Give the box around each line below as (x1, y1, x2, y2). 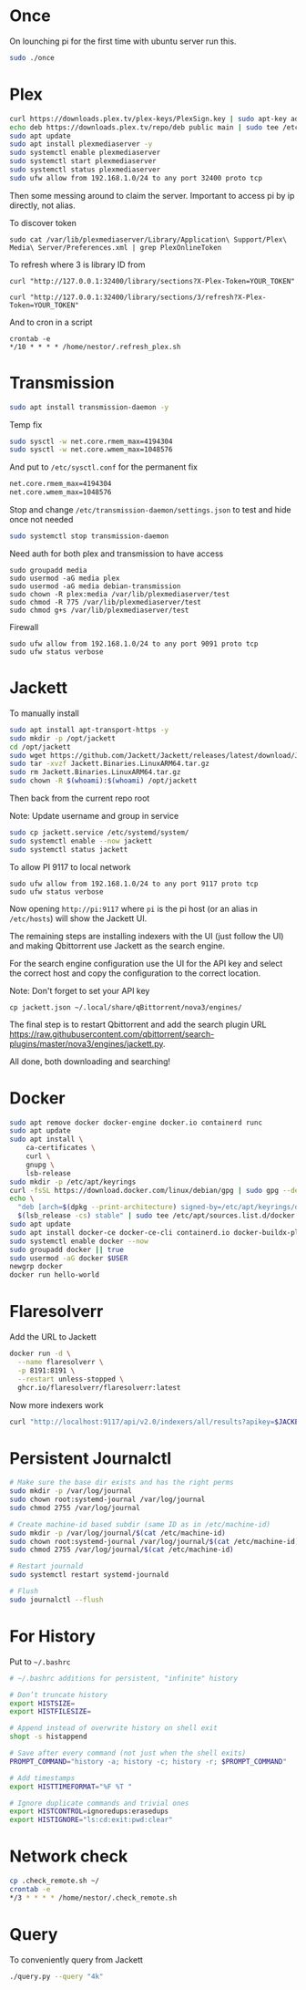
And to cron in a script (9, 316, 93, 327)
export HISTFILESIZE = (9, 1707, 92, 1716)
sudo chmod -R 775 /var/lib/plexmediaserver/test (9, 597, 202, 606)
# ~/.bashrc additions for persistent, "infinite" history (9, 1674, 239, 1683)
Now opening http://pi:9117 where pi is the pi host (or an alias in (9, 903, 258, 914)
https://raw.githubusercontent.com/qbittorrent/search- (9, 1028, 215, 1040)
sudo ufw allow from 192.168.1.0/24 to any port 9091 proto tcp (9, 639, 259, 648)
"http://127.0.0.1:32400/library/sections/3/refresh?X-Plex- (29, 293, 267, 302)
